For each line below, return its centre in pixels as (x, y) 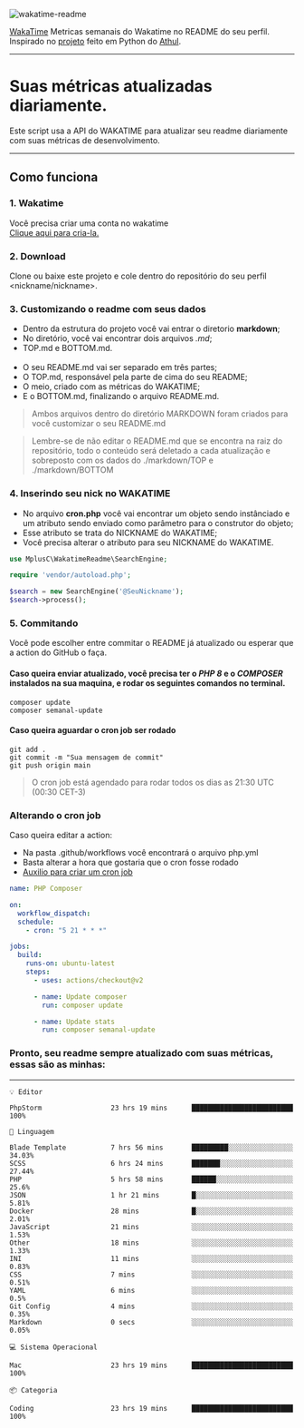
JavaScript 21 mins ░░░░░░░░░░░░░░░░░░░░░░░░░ (152, 1227)
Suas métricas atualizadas (111, 87)
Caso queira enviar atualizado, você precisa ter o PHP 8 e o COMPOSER (146, 673)
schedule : (36, 922)
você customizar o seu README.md (99, 424)
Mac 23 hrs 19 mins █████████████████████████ (152, 1365)
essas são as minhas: (57, 1064)
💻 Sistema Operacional (53, 1347)
